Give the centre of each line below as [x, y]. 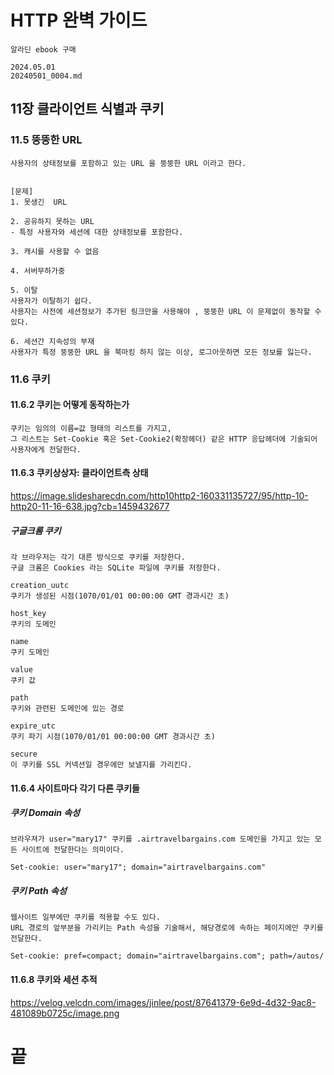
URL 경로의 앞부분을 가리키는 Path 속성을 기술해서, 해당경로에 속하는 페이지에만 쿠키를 [167, 928]
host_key [28, 613]
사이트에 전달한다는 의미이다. [73, 850]
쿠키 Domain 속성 [45, 813]
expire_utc [33, 726]
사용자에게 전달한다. [46, 449]
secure [24, 754]
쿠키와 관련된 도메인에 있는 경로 [67, 708]
